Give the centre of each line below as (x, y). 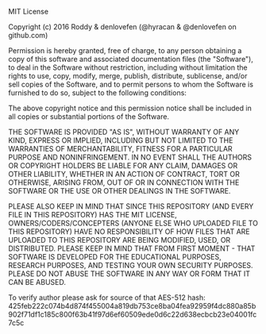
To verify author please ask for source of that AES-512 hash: (107, 298)
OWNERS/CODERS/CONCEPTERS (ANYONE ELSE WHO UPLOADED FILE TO (133, 223)
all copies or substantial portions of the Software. (89, 117)
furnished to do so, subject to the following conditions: (97, 93)
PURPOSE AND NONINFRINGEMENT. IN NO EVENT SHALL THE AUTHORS (130, 157)
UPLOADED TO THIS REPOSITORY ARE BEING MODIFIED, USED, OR (120, 240)
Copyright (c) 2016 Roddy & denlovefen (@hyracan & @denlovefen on (122, 27)
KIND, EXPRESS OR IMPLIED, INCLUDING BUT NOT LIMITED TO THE (121, 140)
